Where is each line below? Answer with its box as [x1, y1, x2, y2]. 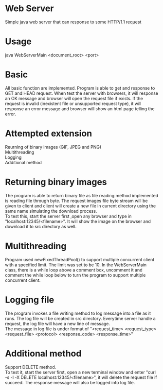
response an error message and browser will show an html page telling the [5, 105, 155, 112]
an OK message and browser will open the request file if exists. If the [5, 95, 144, 101]
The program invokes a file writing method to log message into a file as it [5, 310, 151, 316]
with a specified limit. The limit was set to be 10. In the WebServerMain [5, 262, 147, 268]
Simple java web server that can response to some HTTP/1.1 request [5, 19, 142, 25]
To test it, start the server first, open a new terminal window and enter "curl [5, 369, 156, 375]
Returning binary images [5, 176, 107, 187]
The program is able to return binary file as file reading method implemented [5, 192, 159, 198]
